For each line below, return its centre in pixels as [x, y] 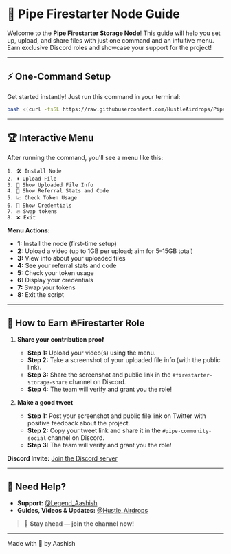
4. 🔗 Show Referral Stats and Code [58, 191]
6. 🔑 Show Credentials [40, 206]
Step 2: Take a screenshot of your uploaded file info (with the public [124, 360]
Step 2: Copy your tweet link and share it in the [94, 431]
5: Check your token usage [55, 273]
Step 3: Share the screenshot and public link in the [99, 375]
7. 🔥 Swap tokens [32, 212]
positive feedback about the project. [79, 423]
